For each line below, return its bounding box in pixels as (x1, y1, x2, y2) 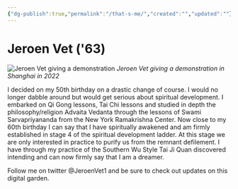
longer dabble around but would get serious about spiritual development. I (7, 92, 224, 101)
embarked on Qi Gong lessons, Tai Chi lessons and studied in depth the (7, 100, 216, 109)
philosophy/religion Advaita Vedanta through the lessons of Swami (7, 107, 202, 116)
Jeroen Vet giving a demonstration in (116, 64, 225, 73)
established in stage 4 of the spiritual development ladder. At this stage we (7, 130, 225, 138)
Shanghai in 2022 (7, 71, 59, 80)
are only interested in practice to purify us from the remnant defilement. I (7, 138, 220, 146)
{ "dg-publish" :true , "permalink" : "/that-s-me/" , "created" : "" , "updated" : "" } (7, 10, 233, 18)
